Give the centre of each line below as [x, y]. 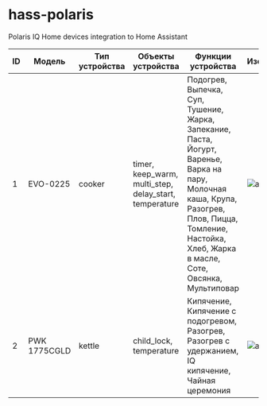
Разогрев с [208, 341]
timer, [143, 164]
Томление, [207, 228]
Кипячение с [211, 311]
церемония [209, 390]
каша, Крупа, [212, 199]
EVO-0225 [49, 184]
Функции [213, 56]
